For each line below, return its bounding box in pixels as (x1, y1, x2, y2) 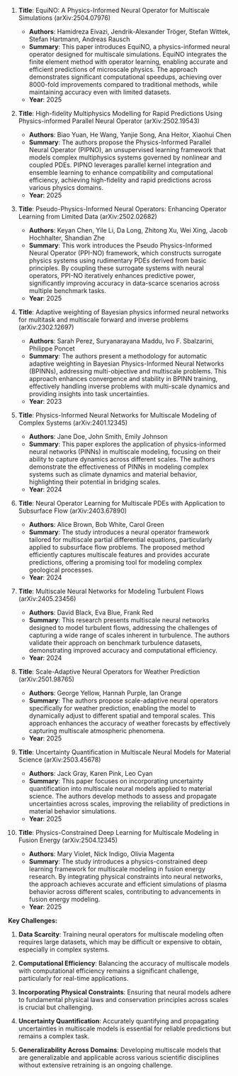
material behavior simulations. (28, 807, 117, 815)
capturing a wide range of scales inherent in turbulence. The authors (28, 631, 230, 639)
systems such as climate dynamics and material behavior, (28, 470, 198, 479)
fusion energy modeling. (28, 895, 101, 903)
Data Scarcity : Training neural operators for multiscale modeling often (18, 930, 224, 938)
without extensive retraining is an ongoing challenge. (18, 1061, 173, 1069)
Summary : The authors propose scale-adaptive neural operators (28, 696, 219, 705)
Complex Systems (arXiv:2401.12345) (18, 419, 128, 427)
